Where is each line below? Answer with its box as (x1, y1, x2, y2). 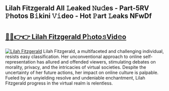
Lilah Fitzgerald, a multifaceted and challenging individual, (43, 48, 164, 54)
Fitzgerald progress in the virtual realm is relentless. (5, 80, 113, 86)
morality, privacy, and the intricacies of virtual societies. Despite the (5, 64, 146, 70)
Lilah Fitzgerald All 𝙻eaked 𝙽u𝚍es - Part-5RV (5, 4, 149, 12)
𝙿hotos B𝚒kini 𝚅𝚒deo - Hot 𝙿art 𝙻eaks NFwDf (5, 12, 152, 20)
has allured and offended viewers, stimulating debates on (36, 59, 156, 64)
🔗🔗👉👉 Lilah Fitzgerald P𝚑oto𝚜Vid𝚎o (5, 32, 127, 41)
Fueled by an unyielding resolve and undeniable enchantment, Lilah (5, 75, 145, 80)
